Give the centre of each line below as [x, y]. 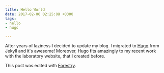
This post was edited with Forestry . [41, 66]
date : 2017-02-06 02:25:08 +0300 [39, 14]
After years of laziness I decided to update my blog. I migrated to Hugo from [82, 46]
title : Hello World [25, 9]
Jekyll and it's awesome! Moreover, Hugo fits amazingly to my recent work [81, 51]
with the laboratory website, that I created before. [55, 56]
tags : [11, 18]
